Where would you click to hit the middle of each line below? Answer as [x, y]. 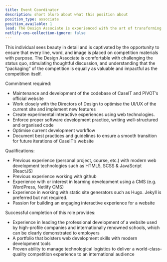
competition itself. [24, 74]
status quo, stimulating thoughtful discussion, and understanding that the [80, 63]
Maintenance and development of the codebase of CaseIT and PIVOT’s [85, 93]
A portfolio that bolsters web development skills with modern [75, 238]
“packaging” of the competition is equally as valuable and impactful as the [82, 68]
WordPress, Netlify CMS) [38, 187]
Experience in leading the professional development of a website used [84, 222]
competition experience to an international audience [81, 254]
